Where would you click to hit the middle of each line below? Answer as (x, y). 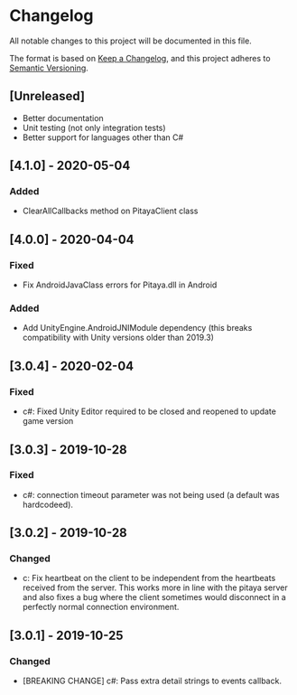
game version (48, 421)
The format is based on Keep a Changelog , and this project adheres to (140, 58)
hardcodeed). (48, 504)
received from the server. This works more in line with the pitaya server (155, 587)
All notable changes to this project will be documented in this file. (131, 41)
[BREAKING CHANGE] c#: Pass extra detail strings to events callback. (152, 681)
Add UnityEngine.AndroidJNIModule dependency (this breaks (137, 328)
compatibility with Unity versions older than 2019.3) (118, 338)
